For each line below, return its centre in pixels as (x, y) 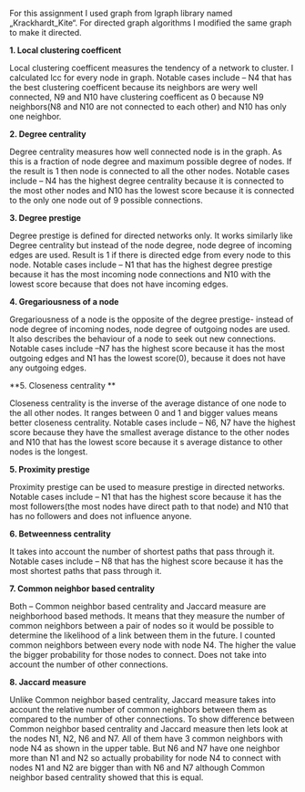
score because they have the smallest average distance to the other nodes (149, 432)
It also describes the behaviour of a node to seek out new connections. (142, 339)
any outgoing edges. (48, 368)
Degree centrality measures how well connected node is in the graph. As (146, 151)
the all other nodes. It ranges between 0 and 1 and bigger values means (144, 413)
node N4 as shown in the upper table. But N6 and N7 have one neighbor (145, 748)
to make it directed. (46, 32)
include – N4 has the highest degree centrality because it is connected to (147, 181)
